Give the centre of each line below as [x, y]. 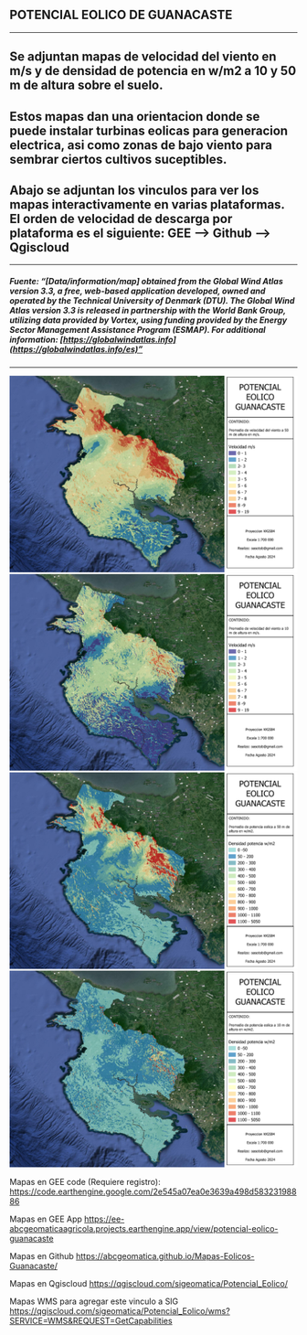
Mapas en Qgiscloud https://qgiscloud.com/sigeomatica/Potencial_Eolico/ [148, 1283]
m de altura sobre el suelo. [86, 85]
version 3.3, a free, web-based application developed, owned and [138, 291]
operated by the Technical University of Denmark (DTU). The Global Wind [152, 300]
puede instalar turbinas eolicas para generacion [149, 130]
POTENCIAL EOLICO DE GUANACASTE [121, 15]
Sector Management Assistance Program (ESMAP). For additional [138, 330]
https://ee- [104, 1219]
